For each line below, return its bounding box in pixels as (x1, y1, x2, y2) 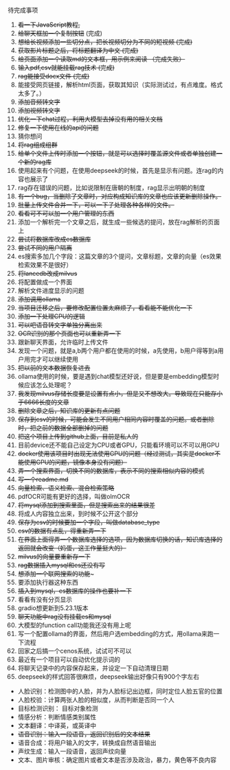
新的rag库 (23, 158, 52, 166)
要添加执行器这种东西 (17, 579, 78, 586)
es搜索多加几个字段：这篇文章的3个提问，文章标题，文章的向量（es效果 (17, 253, 222, 260)
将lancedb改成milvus (17, 270, 78, 277)
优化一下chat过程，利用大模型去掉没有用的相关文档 (17, 115, 163, 123)
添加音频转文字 (17, 98, 60, 106)
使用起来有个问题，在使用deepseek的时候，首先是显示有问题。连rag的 (17, 167, 218, 174)
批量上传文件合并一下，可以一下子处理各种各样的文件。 (17, 201, 174, 209)
